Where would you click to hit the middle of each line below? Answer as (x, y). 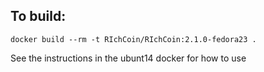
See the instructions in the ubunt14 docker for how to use (128, 58)
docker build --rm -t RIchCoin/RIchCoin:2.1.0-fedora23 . (133, 39)
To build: (38, 16)
